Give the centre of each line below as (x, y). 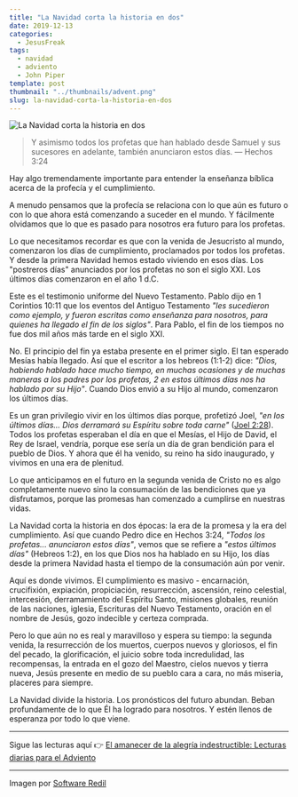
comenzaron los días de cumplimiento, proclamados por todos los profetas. (147, 251)
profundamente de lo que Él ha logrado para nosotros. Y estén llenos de (141, 709)
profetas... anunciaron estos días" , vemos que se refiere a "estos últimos (143, 545)
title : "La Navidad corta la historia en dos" (97, 17)
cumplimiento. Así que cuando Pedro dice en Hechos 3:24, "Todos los (137, 535)
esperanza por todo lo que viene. (70, 719)
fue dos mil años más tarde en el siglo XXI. (87, 334)
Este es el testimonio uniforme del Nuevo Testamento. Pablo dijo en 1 (135, 296)
